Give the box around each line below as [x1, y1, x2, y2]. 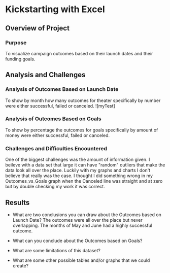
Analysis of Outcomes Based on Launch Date [5, 86, 119, 93]
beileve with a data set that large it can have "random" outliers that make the [5, 162, 165, 168]
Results [5, 198, 30, 207]
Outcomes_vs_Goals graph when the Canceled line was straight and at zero [5, 178, 163, 184]
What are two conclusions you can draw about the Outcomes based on [12, 212, 161, 218]
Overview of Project [5, 24, 70, 32]
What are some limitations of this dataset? [12, 247, 100, 253]
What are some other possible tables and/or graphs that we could [12, 257, 150, 263]
